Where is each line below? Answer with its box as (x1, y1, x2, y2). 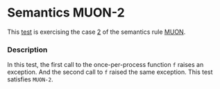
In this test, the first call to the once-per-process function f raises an (7, 61, 204, 69)
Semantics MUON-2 (7, 5, 125, 21)
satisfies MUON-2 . (7, 75, 53, 83)
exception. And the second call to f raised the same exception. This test (7, 68, 213, 77)
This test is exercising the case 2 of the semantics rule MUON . (7, 28, 186, 36)
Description (7, 45, 48, 55)
